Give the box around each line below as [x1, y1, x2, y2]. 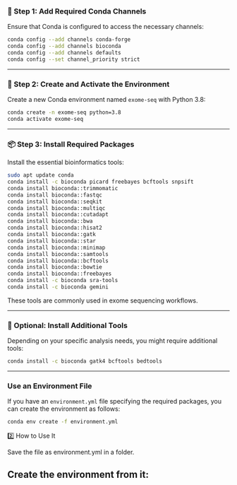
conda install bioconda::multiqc [7, 204, 106, 211]
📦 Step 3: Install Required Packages [7, 139, 135, 149]
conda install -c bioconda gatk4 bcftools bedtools [7, 358, 162, 365]
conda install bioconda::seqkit [7, 198, 102, 205]
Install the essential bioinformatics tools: [7, 158, 125, 167]
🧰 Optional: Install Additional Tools [7, 320, 128, 330]
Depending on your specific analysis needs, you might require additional [7, 337, 218, 345]
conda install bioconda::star [7, 237, 97, 245]
